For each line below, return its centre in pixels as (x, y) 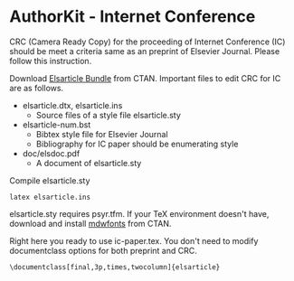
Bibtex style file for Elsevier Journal (102, 134)
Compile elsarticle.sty (50, 180)
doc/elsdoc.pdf (51, 153)
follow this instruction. (51, 61)
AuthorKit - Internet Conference (133, 17)
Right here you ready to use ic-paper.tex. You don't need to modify (134, 240)
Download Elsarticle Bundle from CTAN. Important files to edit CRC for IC (145, 78)
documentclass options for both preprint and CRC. (103, 250)
